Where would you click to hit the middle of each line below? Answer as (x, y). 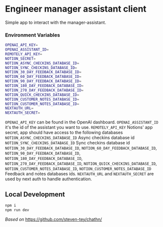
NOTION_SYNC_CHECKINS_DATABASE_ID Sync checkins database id (68, 143)
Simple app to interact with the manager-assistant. (55, 22)
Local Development (35, 194)
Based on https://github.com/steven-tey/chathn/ (54, 219)
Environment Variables (33, 35)
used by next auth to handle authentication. (49, 179)
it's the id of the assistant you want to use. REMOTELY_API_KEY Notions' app (79, 127)
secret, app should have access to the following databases (64, 133)
